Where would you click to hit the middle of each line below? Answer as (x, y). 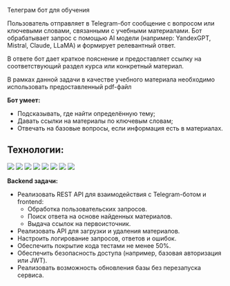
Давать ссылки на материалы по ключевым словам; (95, 121)
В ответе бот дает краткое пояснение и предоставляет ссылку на (104, 59)
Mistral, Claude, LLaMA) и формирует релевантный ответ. (92, 45)
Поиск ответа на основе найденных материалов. (100, 216)
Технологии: (36, 150)
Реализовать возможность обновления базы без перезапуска (109, 267)
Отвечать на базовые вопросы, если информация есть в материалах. (120, 128)
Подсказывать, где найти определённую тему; (86, 114)
